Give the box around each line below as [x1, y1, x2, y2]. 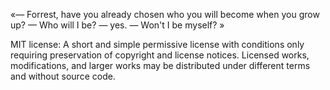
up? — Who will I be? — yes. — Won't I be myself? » [10, 19, 225, 31]
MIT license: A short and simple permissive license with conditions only [10, 39, 305, 50]
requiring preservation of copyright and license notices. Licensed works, [10, 49, 310, 61]
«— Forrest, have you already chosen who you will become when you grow [10, 9, 320, 20]
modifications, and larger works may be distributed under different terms [10, 60, 311, 71]
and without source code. [10, 70, 116, 82]
